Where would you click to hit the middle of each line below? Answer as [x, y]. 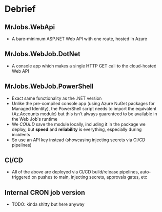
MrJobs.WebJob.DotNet [42, 54]
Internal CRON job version [45, 192]
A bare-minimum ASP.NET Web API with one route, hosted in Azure [79, 39]
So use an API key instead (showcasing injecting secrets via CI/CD [79, 140]
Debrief [20, 9]
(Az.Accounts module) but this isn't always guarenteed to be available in [84, 114]
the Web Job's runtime [35, 119]
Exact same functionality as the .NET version [57, 98]
